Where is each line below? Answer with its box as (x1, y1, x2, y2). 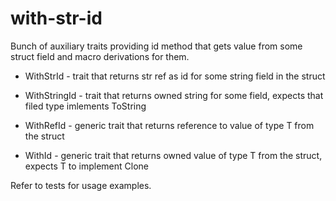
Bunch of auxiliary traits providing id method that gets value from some (10, 40, 303, 52)
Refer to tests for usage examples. (10, 179, 152, 191)
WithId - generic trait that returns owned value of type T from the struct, (24, 149, 323, 161)
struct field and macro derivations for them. (10, 50, 190, 62)
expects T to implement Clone (24, 160, 149, 172)
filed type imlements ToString (24, 100, 147, 112)
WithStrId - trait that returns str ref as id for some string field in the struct (24, 70, 326, 82)
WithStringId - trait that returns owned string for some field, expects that (24, 89, 324, 101)
